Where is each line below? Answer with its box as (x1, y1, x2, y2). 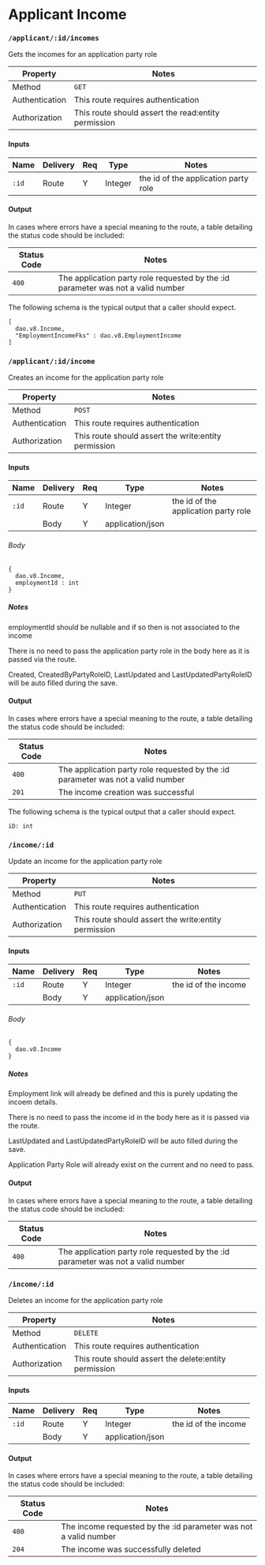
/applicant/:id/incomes (8, 34, 100, 43)
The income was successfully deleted (61, 1544, 201, 1555)
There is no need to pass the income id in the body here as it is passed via (8, 1113, 250, 1122)
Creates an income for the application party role (8, 373, 164, 382)
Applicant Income (8, 6, 127, 24)
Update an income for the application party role (8, 857, 162, 866)
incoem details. (8, 1098, 58, 1107)
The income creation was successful (58, 786, 195, 798)
